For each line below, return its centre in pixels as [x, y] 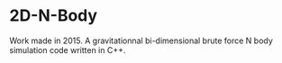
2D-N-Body [53, 16]
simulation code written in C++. [68, 49]
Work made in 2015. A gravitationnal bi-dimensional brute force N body [141, 40]
